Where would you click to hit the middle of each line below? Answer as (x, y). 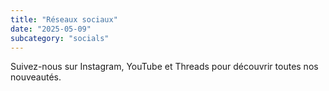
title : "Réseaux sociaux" (64, 19)
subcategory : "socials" (60, 38)
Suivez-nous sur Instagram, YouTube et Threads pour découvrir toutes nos (164, 67)
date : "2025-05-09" (51, 29)
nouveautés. (36, 77)
